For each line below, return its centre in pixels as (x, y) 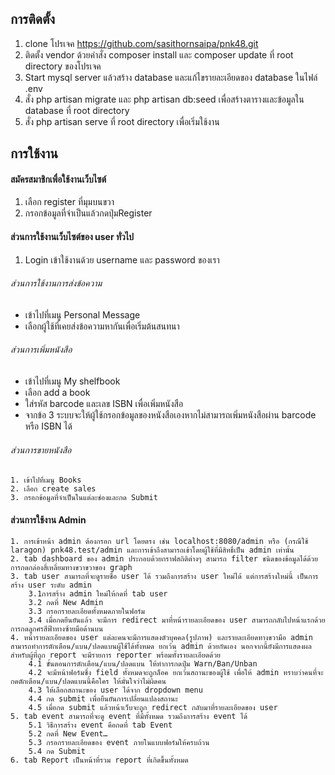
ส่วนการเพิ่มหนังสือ (41, 349)
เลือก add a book (57, 393)
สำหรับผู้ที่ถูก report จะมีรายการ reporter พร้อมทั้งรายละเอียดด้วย (116, 655)
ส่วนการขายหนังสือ (41, 449)
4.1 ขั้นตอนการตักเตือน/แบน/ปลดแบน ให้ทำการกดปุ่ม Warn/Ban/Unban (143, 664)
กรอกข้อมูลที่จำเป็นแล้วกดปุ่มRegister (88, 213)
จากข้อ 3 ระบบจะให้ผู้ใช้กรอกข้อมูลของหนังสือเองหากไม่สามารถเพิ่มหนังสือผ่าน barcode (170, 415)
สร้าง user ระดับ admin (51, 585)
